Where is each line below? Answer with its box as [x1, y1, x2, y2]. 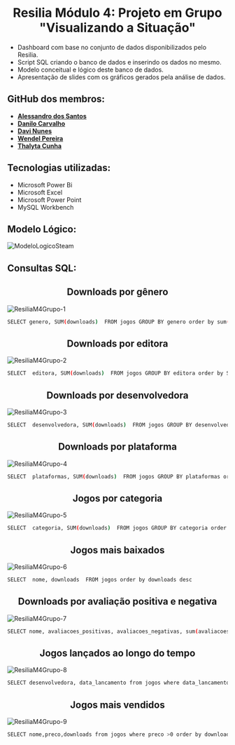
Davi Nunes [17, 126, 52, 135]
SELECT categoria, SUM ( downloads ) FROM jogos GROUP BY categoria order [7, 525, 227, 532]
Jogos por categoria [72, 492, 163, 504]
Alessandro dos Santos [17, 112, 87, 120]
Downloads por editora [66, 337, 169, 349]
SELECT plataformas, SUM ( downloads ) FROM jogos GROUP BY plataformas [7, 473, 220, 480]
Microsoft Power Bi [17, 180, 73, 189]
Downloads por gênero [66, 286, 169, 298]
